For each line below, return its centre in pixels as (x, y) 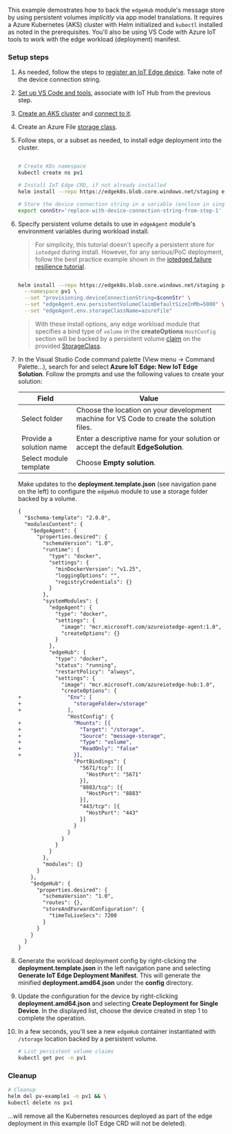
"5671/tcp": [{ (101, 768)
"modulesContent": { (54, 524)
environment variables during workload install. (83, 231)
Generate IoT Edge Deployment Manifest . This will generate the (109, 975)
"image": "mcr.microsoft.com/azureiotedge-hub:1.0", (138, 685)
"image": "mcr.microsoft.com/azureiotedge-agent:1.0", (142, 627)
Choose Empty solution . (116, 462)
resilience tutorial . (60, 266)
